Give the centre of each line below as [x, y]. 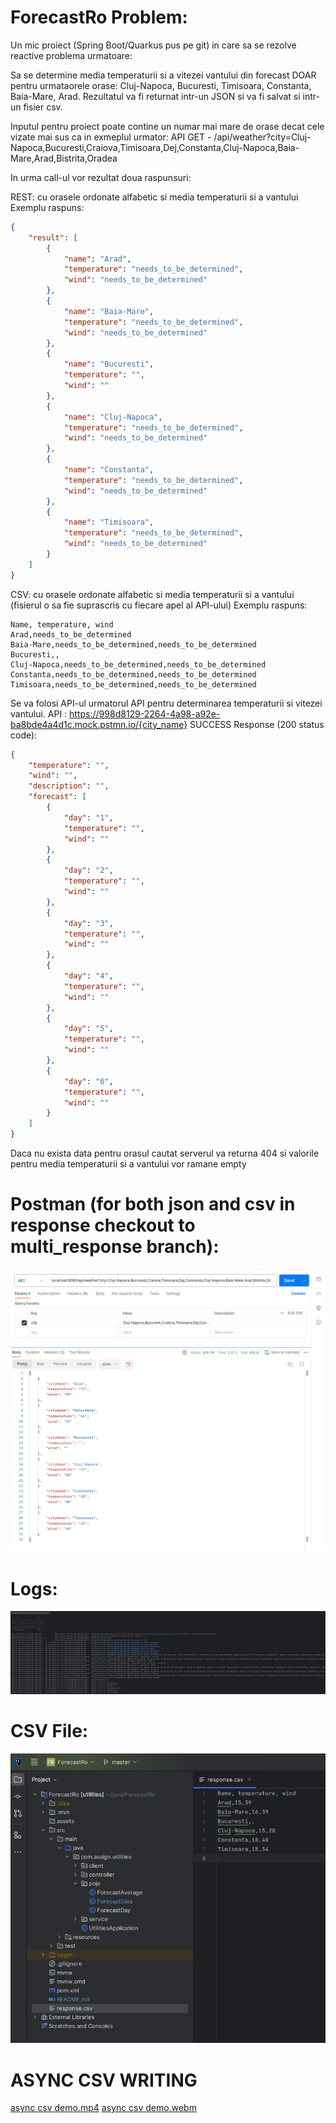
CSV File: [49, 1731]
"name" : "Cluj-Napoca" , [113, 417]
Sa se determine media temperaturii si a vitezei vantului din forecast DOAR [163, 75]
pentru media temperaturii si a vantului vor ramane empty [128, 1164]
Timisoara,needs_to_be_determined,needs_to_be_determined [133, 684]
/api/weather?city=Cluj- [262, 137]
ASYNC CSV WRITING [104, 2080]
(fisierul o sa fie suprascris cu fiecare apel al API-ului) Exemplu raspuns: [159, 605]
